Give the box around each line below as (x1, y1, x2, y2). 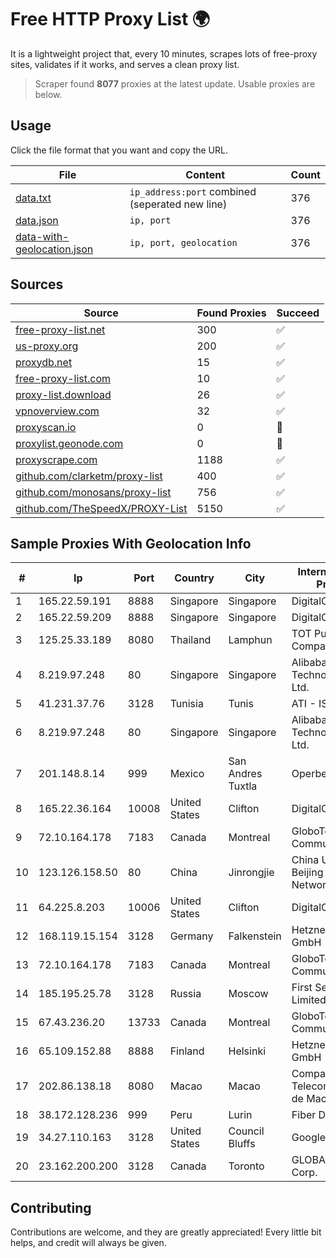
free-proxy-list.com (15, 371, 112, 385)
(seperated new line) (129, 197, 228, 211)
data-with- (15, 229, 70, 243)
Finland (169, 1044, 205, 1058)
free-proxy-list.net (15, 322, 106, 336)
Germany (169, 929, 214, 943)
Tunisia (169, 697, 204, 711)
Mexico (169, 767, 205, 781)
